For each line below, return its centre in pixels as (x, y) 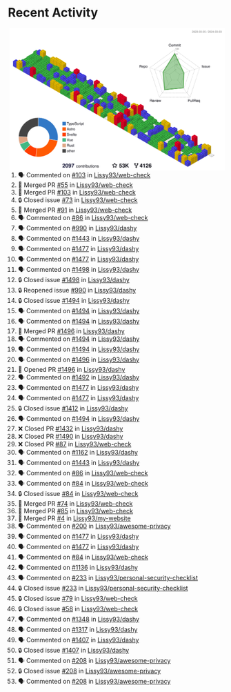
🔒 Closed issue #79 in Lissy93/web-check (78, 599)
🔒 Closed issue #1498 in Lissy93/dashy (73, 280)
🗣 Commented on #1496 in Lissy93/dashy (79, 359)
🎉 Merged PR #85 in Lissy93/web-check (76, 511)
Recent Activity (53, 13)
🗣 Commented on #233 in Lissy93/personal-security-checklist (108, 578)
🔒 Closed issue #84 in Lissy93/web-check (78, 494)
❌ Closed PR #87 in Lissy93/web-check (74, 444)
